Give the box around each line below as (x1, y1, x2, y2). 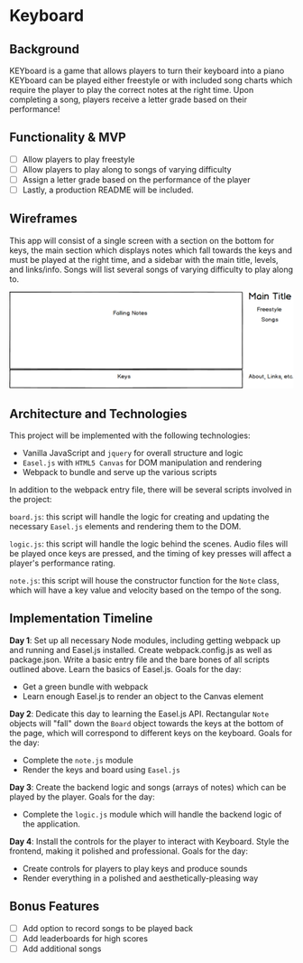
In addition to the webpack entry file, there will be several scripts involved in (9, 484, 292, 495)
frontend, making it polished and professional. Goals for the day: (9, 846, 248, 856)
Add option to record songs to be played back (22, 922, 194, 933)
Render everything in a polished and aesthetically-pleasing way (22, 873, 259, 884)
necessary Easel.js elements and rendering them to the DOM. (9, 520, 242, 531)
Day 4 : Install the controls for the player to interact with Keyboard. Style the (9, 836, 289, 846)
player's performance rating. (9, 557, 115, 568)
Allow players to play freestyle (22, 154, 135, 164)
